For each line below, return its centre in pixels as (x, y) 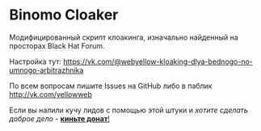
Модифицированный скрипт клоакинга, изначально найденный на (124, 37)
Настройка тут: (36, 61)
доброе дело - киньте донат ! (59, 118)
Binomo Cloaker (64, 15)
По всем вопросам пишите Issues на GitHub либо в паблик (111, 86)
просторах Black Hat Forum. (57, 45)
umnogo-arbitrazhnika (46, 70)
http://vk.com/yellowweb (51, 94)
